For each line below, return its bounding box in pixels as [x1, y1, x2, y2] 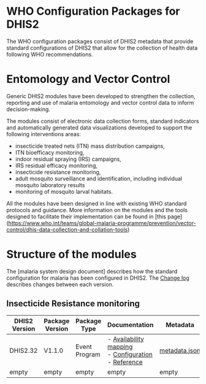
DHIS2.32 [9, 346, 38, 355]
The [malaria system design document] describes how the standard [6, 267, 178, 275]
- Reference [107, 358, 143, 366]
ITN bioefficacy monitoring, [15, 148, 85, 156]
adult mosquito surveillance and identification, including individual [15, 175, 183, 182]
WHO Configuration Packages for [6, 4, 180, 18]
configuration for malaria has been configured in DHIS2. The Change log [6, 274, 190, 282]
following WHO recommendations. [6, 50, 93, 58]
